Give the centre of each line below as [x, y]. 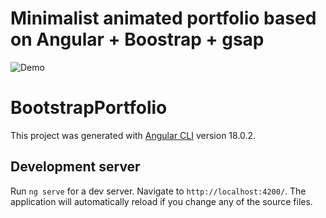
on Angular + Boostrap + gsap [137, 39]
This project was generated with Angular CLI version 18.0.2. [133, 135]
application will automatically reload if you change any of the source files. [161, 201]
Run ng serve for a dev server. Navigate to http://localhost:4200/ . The [158, 191]
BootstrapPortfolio [89, 108]
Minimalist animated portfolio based [163, 18]
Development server [75, 167]
